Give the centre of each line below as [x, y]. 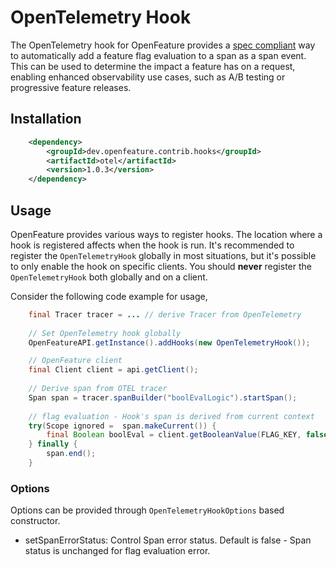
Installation [46, 119]
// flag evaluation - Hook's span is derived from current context [171, 416]
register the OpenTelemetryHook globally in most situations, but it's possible [163, 255]
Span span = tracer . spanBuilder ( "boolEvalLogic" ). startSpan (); [163, 397]
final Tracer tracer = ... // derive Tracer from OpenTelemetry [165, 314]
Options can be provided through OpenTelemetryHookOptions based [147, 510]
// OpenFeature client [75, 361]
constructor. [35, 521]
